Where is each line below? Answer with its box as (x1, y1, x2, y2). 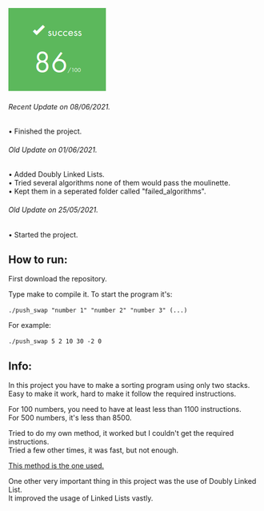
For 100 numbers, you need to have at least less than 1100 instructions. (8, 405, 242, 414)
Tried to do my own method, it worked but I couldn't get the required (8, 429, 234, 438)
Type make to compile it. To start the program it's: (8, 289, 173, 299)
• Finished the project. (8, 126, 82, 136)
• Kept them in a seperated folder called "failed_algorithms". (8, 186, 206, 196)
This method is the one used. (8, 461, 105, 471)
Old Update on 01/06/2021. (8, 145, 98, 154)
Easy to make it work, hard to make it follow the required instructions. (8, 389, 237, 399)
